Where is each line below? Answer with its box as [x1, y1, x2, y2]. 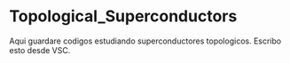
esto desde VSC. [9, 44, 71, 55]
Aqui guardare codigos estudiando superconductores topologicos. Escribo [9, 35, 282, 46]
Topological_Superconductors [9, 6, 238, 27]
